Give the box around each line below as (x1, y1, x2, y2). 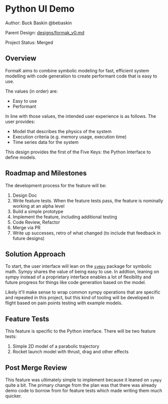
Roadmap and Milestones (5, 169, 87, 178)
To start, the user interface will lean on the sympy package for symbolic (5, 263, 152, 269)
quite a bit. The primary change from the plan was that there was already (5, 382, 157, 388)
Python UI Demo (5, 3, 75, 15)
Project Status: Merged (5, 39, 53, 46)
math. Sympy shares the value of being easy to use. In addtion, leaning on (5, 269, 159, 275)
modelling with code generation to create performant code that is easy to (5, 73, 157, 79)
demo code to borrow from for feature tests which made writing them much (5, 388, 162, 393)
